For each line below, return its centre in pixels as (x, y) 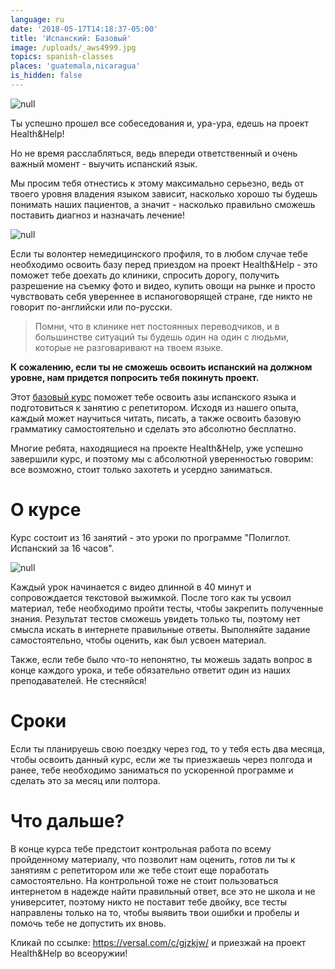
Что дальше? (67, 820)
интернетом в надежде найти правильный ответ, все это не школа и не (163, 891)
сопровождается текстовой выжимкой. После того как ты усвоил (151, 597)
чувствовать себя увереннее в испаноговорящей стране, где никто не (161, 296)
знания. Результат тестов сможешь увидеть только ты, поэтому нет (155, 618)
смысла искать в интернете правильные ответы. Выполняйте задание (160, 629)
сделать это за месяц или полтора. (85, 780)
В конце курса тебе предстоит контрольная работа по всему (141, 848)
